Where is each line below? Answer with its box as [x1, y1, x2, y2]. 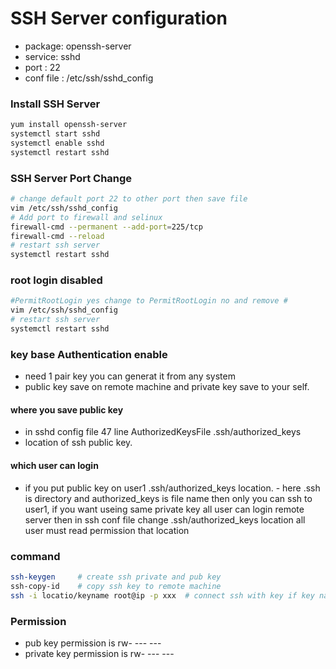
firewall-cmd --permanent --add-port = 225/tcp [10, 222, 203, 232]
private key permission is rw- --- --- [24, 647, 175, 659]
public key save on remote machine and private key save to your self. [24, 381, 310, 393]
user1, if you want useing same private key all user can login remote [24, 503, 305, 515]
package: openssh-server [24, 40, 132, 52]
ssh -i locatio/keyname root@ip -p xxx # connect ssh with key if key [10, 590, 315, 601]
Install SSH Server [10, 97, 101, 111]
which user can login [10, 460, 99, 472]
